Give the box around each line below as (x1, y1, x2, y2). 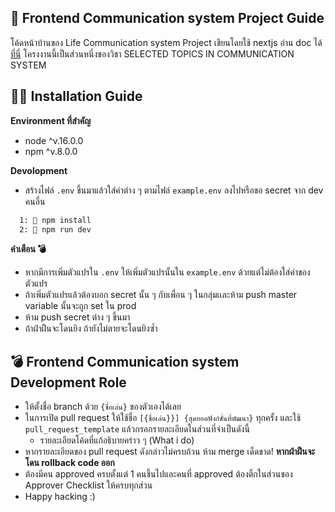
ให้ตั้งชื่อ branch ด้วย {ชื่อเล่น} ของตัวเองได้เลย (24, 401, 182, 413)
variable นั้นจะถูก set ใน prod (24, 300, 137, 312)
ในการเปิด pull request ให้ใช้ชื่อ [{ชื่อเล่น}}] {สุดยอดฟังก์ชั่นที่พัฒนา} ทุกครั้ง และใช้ (24, 412, 302, 424)
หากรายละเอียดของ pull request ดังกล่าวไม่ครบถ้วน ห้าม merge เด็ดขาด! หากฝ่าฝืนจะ (24, 446, 316, 458)
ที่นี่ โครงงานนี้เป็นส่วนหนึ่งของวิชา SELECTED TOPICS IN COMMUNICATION (10, 47, 295, 60)
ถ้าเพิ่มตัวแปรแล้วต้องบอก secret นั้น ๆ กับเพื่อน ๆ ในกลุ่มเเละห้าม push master (24, 289, 298, 301)
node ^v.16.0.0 (24, 134, 84, 146)
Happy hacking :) (24, 491, 96, 503)
